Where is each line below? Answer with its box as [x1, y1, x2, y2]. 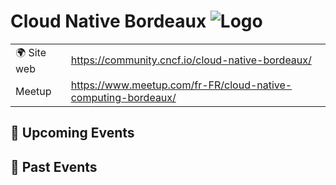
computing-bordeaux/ [70, 90, 177, 104]
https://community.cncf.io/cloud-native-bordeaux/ [70, 53, 312, 67]
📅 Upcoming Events [10, 125, 135, 142]
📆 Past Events [10, 158, 98, 175]
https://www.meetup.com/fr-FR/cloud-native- [70, 78, 293, 92]
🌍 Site [15, 45, 47, 59]
